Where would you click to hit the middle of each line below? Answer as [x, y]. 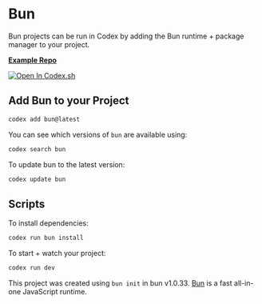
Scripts [27, 204]
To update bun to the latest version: [67, 164]
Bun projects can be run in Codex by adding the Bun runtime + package [126, 36]
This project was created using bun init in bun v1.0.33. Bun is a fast [121, 283]
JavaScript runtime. [55, 291]
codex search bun [37, 149]
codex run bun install [46, 238]
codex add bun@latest [44, 119]
